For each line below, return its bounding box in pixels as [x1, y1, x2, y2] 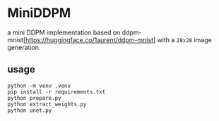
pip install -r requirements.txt [7, 88, 106, 96]
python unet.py [7, 107, 52, 114]
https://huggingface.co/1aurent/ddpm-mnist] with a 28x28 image [25, 35, 212, 44]
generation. [7, 43, 41, 51]
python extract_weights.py [7, 101, 87, 108]
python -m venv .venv [7, 82, 71, 89]
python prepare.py [7, 94, 61, 101]
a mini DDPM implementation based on [7, 28, 121, 37]
